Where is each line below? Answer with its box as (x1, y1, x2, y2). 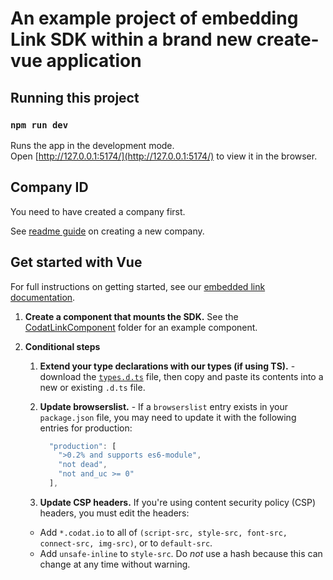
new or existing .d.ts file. (39, 381, 146, 393)
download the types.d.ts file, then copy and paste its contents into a (39, 370, 324, 382)
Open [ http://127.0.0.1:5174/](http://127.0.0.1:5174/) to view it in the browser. (10, 150, 318, 162)
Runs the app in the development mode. (10, 139, 175, 151)
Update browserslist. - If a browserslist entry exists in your (39, 400, 289, 412)
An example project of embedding (10, 7, 299, 30)
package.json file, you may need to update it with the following (39, 411, 297, 423)
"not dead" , (58, 460, 108, 470)
